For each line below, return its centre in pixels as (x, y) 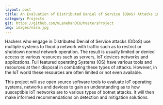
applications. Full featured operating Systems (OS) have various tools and (79, 62)
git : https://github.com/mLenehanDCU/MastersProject (59, 23)
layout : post (18, 9)
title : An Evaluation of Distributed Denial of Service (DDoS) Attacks (79, 14)
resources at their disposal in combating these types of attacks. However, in (81, 67)
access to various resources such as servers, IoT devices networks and (77, 57)
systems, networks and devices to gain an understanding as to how (73, 87)
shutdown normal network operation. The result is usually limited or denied (80, 52)
